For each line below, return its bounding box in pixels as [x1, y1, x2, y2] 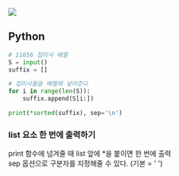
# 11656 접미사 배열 [8, 51, 68, 59]
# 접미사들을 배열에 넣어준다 [8, 80, 88, 88]
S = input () [8, 58, 48, 67]
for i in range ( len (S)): [8, 87, 91, 95]
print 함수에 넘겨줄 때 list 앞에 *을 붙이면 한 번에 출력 [8, 149, 172, 159]
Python [8, 30, 45, 44]
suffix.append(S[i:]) [22, 95, 94, 103]
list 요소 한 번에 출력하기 [8, 129, 95, 140]
